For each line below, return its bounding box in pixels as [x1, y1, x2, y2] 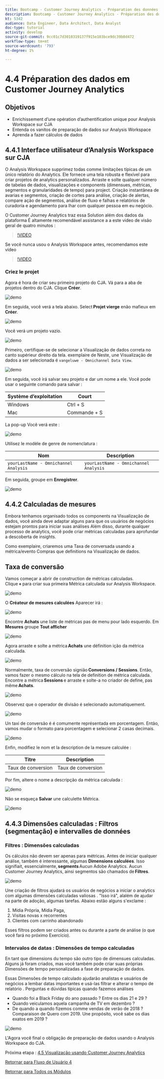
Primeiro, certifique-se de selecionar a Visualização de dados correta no [5, 346, 151, 352]
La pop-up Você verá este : [5, 421, 60, 428]
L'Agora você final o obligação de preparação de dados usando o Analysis [5, 1035, 155, 1041]
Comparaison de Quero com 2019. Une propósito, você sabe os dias [12, 1011, 150, 1017]
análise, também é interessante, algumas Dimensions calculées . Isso [5, 858, 145, 864]
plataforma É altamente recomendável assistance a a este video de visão [5, 217, 152, 223]
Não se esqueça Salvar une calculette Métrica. [5, 796, 100, 802]
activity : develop [5, 30, 42, 35]
